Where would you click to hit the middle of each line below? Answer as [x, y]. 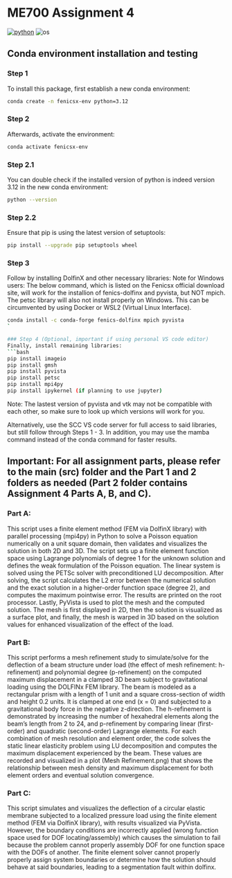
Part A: [19, 513]
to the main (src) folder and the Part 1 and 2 [102, 472]
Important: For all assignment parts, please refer [114, 461]
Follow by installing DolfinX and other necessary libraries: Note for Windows [116, 278]
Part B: [19, 642]
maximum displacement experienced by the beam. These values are [105, 753]
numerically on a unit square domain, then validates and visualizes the [107, 543]
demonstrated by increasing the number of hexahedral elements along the [113, 716]
